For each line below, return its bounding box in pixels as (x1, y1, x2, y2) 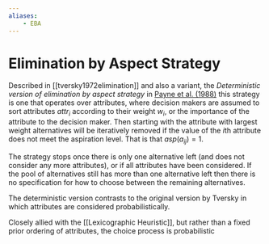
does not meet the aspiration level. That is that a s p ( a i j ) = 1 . (8, 134, 204, 146)
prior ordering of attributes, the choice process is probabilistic (8, 226, 216, 236)
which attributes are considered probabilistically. (8, 202, 170, 212)
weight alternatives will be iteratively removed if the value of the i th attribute (8, 126, 261, 136)
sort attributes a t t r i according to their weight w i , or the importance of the (8, 107, 250, 118)
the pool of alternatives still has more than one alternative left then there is (8, 169, 256, 179)
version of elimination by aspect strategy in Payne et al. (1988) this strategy (8, 90, 260, 99)
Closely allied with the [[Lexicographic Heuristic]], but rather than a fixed (8, 217, 250, 227)
